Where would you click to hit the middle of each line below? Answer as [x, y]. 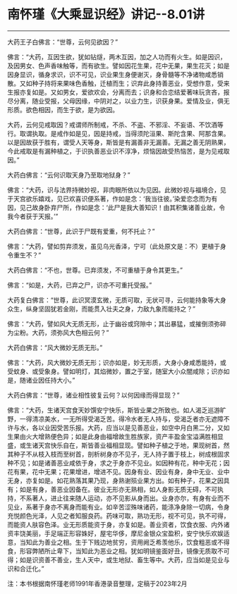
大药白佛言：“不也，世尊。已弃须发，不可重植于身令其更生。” [95, 270]
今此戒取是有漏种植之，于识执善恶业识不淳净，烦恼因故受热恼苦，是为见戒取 [119, 151]
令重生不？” [24, 255]
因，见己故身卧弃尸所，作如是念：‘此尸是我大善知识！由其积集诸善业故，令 [116, 207]
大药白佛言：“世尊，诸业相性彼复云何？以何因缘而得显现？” [93, 395]
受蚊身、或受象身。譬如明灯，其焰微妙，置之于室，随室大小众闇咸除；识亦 [115, 371]
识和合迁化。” [26, 569]
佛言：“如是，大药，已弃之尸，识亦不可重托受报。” [80, 285]
